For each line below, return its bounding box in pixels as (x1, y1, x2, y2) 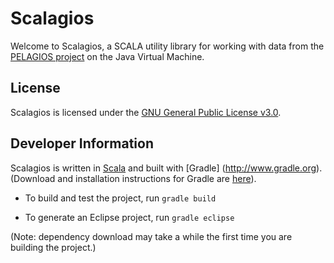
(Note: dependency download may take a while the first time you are (10, 230, 293, 242)
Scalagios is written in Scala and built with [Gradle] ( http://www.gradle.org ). (10, 162, 323, 174)
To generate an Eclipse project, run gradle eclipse (24, 211, 235, 223)
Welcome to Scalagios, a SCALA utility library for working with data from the (10, 40, 325, 52)
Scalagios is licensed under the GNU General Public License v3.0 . (10, 106, 282, 118)
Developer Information (10, 135, 155, 152)
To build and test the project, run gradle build (24, 192, 217, 204)
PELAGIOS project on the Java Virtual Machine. (10, 50, 205, 62)
